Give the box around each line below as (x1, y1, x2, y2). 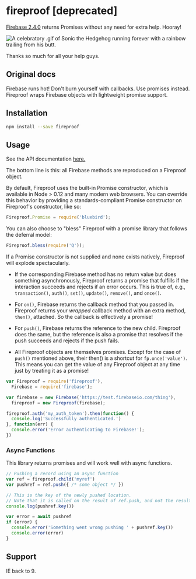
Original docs (6, 69, 56, 80)
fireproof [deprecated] (6, 4, 118, 18)
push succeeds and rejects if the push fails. (14, 337, 120, 344)
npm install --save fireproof (6, 124, 80, 130)
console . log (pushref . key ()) (6, 503, 75, 509)
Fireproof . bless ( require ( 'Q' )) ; (6, 243, 85, 248)
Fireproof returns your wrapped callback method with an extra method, (14, 307, 186, 314)
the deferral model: (6, 231, 52, 239)
